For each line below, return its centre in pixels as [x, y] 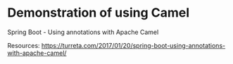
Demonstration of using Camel [99, 13]
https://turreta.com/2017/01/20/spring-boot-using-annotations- [133, 45]
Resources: [24, 45]
